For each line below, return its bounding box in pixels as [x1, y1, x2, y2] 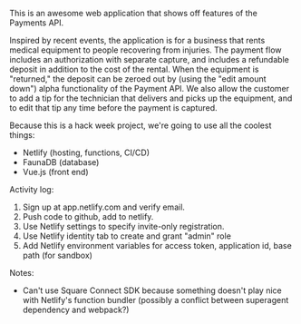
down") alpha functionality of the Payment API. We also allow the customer [9, 83, 290, 93]
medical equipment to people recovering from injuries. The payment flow [9, 44, 283, 55]
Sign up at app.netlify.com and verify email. [22, 201, 186, 212]
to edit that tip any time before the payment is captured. [9, 103, 218, 113]
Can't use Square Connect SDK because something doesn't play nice [22, 285, 283, 296]
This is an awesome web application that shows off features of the [9, 8, 258, 18]
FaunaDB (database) [22, 157, 100, 167]
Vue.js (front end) [22, 167, 89, 177]
